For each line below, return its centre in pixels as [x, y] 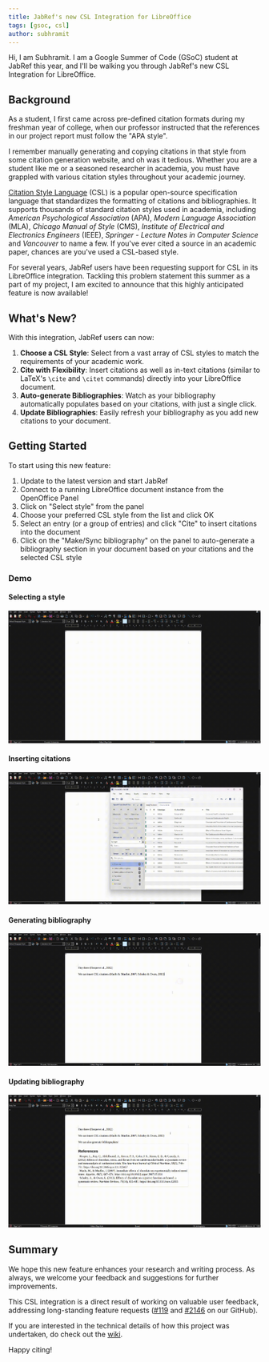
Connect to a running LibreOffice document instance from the [122, 489]
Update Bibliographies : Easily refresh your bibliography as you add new [139, 413]
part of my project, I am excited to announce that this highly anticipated [126, 285]
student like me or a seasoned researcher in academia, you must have [124, 169]
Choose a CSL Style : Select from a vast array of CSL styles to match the [139, 353]
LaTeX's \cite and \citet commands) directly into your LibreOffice [130, 379]
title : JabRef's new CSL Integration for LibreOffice [100, 17]
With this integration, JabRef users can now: [81, 337]
